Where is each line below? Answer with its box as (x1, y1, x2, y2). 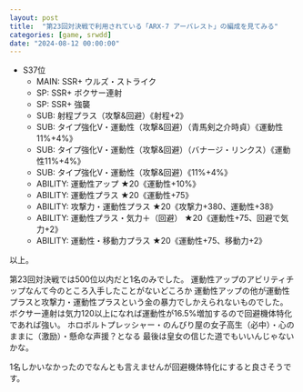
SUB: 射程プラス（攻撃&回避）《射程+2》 (35, 110, 188, 121)
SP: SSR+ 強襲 (35, 99, 91, 110)
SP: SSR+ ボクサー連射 (35, 87, 123, 98)
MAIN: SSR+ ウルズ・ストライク (35, 76, 157, 87)
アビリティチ (246, 274, 294, 285)
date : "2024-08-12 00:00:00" (9, 38, 120, 48)
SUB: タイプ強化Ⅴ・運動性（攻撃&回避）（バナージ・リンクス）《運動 (35, 145, 291, 156)
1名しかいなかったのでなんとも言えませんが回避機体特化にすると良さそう (9, 361, 284, 373)
